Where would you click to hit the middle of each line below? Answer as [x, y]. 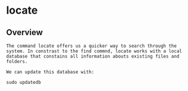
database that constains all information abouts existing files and [93, 57]
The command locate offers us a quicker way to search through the [92, 46]
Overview [25, 32]
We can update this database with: [50, 72]
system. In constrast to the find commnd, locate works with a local [94, 51]
